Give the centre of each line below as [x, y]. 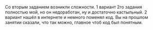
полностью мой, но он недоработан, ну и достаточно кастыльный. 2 [76, 12]
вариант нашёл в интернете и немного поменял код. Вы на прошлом [76, 17]
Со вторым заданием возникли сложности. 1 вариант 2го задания [74, 7]
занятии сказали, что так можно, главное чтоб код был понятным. [74, 22]
